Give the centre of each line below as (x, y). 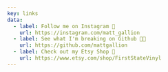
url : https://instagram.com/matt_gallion (80, 33)
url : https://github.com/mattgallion (74, 45)
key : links (23, 13)
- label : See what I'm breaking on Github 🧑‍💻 (80, 39)
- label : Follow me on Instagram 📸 (64, 26)
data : (15, 20)
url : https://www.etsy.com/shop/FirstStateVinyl (91, 58)
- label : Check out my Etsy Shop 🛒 (64, 52)
